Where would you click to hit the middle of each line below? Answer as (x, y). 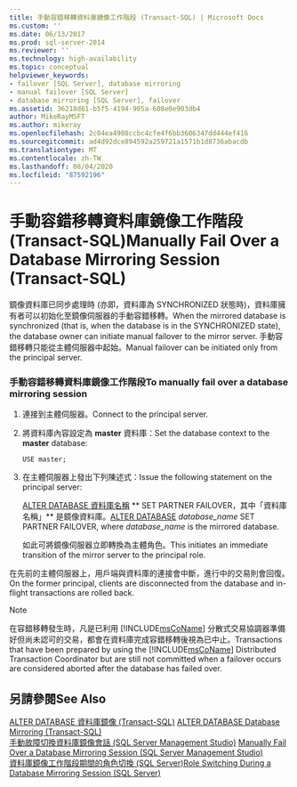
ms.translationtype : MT (53, 150)
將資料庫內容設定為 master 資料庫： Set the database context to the (146, 434)
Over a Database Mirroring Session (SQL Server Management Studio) (136, 752)
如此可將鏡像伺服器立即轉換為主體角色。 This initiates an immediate (145, 545)
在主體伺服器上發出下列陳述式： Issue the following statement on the (147, 477)
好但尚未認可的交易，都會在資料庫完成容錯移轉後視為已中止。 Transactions (146, 640)
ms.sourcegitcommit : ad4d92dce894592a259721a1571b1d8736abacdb (129, 142)
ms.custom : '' (36, 26)
